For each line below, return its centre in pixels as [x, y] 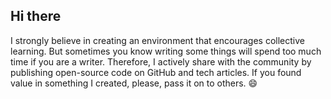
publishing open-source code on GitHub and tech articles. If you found [156, 72]
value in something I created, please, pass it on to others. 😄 [134, 83]
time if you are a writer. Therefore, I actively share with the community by [161, 61]
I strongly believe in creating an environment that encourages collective [157, 40]
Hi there [36, 16]
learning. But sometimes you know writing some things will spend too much [166, 51]
